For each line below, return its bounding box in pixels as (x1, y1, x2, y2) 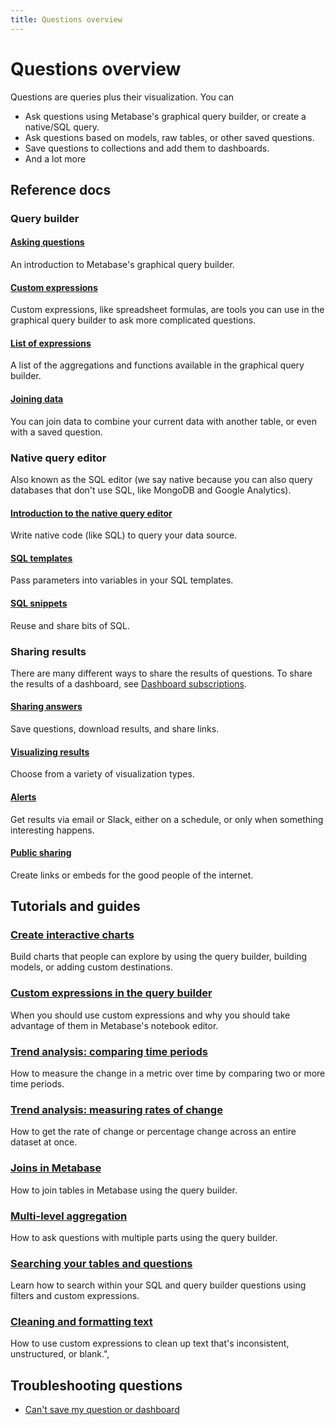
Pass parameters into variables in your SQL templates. (10, 574, 234, 586)
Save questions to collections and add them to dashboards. (24, 142, 270, 154)
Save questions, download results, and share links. (10, 723, 220, 735)
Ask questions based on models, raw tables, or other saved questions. (24, 131, 315, 143)
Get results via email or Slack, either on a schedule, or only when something (10, 813, 324, 825)
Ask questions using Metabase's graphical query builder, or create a (24, 110, 307, 122)
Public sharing (10, 847, 72, 859)
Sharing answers (10, 701, 83, 713)
